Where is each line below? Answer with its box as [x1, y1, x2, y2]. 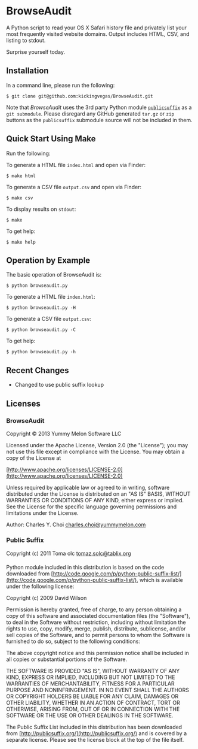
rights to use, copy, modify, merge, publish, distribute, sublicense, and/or [6, 625, 186, 632]
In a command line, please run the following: [6, 81, 115, 89]
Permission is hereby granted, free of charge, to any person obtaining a [6, 606, 182, 613]
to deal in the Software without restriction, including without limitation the [6, 618, 186, 626]
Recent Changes [6, 365, 70, 375]
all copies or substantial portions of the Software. [6, 656, 127, 663]
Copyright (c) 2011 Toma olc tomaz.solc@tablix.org [6, 550, 131, 557]
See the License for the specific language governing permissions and [6, 503, 177, 510]
